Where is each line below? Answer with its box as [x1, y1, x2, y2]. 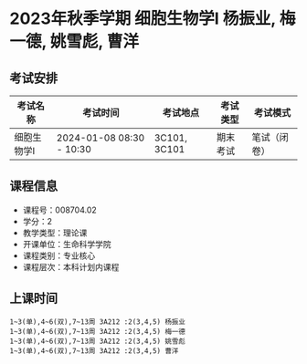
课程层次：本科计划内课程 [22, 261, 120, 272]
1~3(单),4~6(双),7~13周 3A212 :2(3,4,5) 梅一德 [9, 327, 185, 336]
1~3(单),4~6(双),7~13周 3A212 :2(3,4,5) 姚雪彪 [9, 337, 185, 346]
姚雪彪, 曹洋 [49, 31, 140, 52]
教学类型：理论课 [22, 227, 88, 238]
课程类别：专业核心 [22, 250, 96, 261]
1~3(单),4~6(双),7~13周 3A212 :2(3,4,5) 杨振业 [9, 317, 185, 327]
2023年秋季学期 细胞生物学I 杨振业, [9, 8, 276, 29]
